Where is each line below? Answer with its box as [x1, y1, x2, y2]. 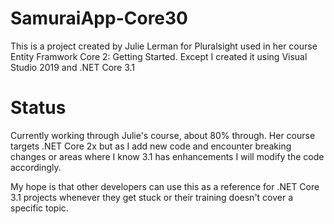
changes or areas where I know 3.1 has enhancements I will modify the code [10, 150, 325, 162]
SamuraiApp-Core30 [10, 7, 188, 30]
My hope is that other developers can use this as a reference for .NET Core [10, 180, 320, 192]
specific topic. [10, 202, 69, 214]
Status [10, 97, 67, 119]
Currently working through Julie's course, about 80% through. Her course [10, 129, 316, 141]
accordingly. [10, 161, 62, 173]
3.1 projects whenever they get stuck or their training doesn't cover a [10, 191, 294, 203]
